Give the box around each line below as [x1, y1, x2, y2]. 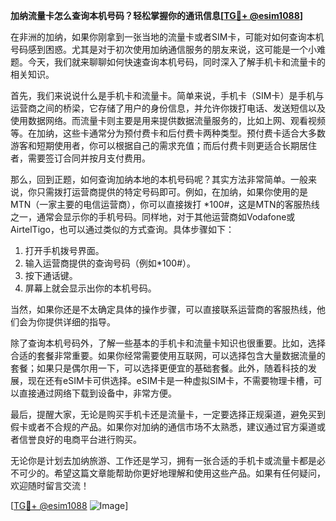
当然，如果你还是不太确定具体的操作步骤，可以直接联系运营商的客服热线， [10, 304, 317, 315]
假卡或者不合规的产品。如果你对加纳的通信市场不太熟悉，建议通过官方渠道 [10, 421, 317, 433]
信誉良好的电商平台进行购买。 [18, 434, 142, 445]
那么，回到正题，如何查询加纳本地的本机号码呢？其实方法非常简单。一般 [10, 174, 308, 185]
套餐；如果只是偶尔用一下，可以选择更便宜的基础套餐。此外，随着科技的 [10, 362, 308, 374]
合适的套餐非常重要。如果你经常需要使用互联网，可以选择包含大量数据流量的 [10, 350, 326, 361]
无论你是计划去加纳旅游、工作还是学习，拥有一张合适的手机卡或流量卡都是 [10, 455, 317, 466]
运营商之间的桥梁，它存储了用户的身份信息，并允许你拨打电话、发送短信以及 [10, 102, 326, 114]
